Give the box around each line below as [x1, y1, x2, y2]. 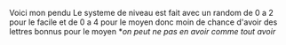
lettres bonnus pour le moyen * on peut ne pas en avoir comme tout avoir [9, 26, 276, 36]
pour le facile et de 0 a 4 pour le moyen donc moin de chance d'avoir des [9, 17, 278, 27]
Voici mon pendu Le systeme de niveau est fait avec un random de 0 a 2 [9, 8, 274, 18]
